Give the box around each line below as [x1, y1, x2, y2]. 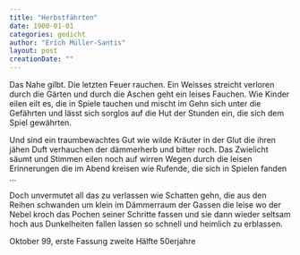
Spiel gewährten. [9, 117, 72, 128]
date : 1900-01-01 [9, 21, 74, 30]
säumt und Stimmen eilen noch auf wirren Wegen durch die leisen [9, 154, 253, 164]
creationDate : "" [9, 55, 74, 64]
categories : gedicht [9, 30, 87, 38]
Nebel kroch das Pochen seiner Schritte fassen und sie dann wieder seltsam [9, 209, 291, 219]
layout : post [9, 47, 58, 55]
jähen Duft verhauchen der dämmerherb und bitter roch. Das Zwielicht [9, 144, 269, 155]
